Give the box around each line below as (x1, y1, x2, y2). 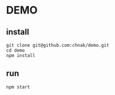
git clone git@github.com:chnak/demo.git (6, 42, 110, 48)
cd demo (6, 48, 25, 53)
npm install (6, 53, 35, 59)
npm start (6, 84, 31, 90)
